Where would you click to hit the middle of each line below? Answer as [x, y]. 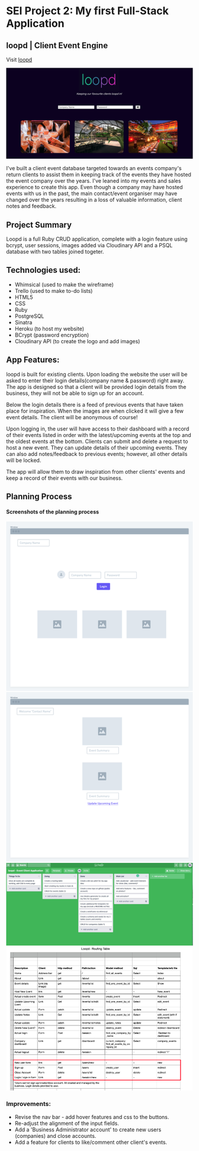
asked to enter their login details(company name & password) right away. [95, 380]
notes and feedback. [31, 206]
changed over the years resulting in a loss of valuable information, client [94, 200]
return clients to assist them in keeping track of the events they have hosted [99, 175]
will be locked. [24, 460]
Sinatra [23, 322]
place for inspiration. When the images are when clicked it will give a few [95, 411]
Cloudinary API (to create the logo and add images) [77, 341]
